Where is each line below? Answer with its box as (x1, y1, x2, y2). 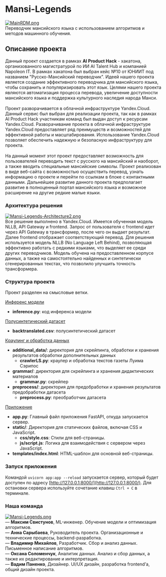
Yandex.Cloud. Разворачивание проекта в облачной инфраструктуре (5, 121, 151, 127)
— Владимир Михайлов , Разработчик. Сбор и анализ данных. (5, 540, 138, 546)
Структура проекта (5, 278, 55, 285)
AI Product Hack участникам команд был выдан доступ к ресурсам (5, 115, 148, 122)
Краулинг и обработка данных (5, 338, 69, 344)
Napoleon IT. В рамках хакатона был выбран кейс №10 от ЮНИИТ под (5, 68, 154, 74)
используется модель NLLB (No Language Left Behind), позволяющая (5, 239, 152, 246)
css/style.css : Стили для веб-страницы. (19, 435, 106, 441)
